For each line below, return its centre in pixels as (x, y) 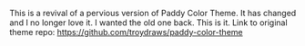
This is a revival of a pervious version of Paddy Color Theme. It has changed (153, 13)
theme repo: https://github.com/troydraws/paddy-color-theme (126, 32)
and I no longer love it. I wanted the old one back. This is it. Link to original (149, 23)
